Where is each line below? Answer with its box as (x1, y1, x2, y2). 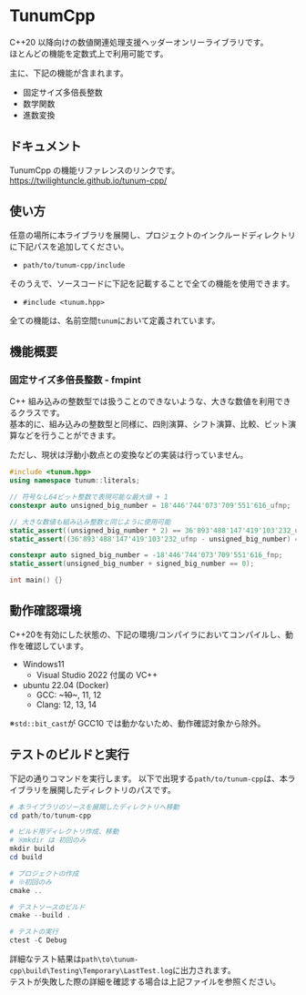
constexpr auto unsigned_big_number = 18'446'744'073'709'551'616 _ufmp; (9, 501, 291, 510)
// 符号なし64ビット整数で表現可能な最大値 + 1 (9, 492, 168, 502)
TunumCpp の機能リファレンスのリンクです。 (9, 165, 180, 176)
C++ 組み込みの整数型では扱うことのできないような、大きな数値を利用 (9, 396, 276, 407)
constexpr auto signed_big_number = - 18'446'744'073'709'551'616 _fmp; (9, 551, 283, 560)
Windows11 (22, 658, 66, 669)
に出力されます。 (172, 965, 236, 975)
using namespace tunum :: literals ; (9, 476, 141, 485)
